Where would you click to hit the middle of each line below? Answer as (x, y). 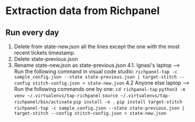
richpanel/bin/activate (43, 102)
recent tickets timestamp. (45, 53)
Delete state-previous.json (46, 59)
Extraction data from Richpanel (83, 11)
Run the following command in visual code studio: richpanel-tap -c (96, 71)
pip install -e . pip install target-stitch (128, 102)
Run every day (32, 33)
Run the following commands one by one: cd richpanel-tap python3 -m (100, 89)
